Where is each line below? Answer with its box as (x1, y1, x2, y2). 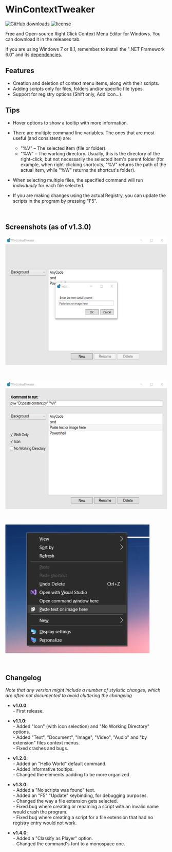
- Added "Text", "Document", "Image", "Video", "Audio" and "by (12, 734, 147, 740)
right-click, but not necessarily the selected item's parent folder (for (20, 156, 164, 162)
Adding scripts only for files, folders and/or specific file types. (12, 85, 144, 92)
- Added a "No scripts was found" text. (12, 787, 95, 793)
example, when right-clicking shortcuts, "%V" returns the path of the (20, 161, 166, 168)
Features (5, 66, 34, 75)
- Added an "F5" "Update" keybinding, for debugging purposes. (12, 792, 148, 798)
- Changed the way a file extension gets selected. (12, 798, 118, 804)
